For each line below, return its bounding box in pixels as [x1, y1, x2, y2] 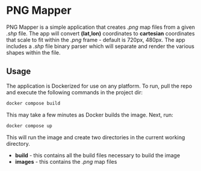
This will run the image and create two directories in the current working [6, 133, 185, 141]
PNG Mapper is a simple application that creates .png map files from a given [6, 23, 196, 31]
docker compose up [6, 122, 52, 129]
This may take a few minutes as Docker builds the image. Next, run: [6, 111, 173, 118]
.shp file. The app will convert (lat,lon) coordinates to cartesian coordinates [6, 29, 195, 37]
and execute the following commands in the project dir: [6, 88, 143, 96]
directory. [6, 140, 30, 147]
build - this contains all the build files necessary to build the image [14, 151, 181, 159]
